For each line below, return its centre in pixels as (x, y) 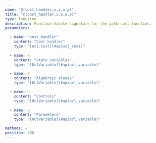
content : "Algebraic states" (44, 78)
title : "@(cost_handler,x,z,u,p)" (41, 14)
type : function (21, 19)
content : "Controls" (35, 96)
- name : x (20, 55)
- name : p (20, 110)
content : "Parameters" (37, 115)
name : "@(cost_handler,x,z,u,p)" (40, 10)
